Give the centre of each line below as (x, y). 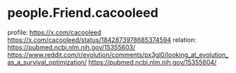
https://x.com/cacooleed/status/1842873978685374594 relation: (102, 39)
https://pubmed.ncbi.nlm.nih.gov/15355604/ (152, 62)
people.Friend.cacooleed (83, 13)
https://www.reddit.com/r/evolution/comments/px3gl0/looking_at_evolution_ (118, 55)
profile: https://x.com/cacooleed (54, 32)
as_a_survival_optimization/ (47, 62)
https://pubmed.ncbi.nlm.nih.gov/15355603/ (71, 47)
